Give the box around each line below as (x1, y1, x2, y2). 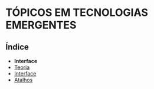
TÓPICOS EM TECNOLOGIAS (5, 6, 148, 19)
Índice (5, 42, 29, 52)
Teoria (14, 64, 30, 71)
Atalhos (14, 77, 33, 83)
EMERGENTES (5, 18, 77, 32)
